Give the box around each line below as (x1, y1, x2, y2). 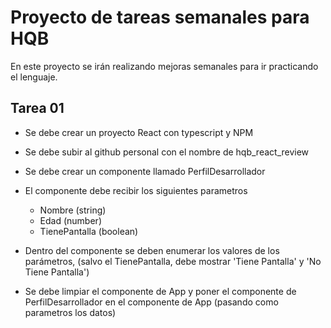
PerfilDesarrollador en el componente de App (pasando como (24, 296, 279, 308)
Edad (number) (39, 214, 102, 226)
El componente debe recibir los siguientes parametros (24, 184, 248, 196)
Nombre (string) (39, 204, 107, 216)
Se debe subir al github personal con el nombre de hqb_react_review (24, 146, 310, 158)
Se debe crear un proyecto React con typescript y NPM (24, 126, 254, 138)
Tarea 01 (10, 100, 65, 117)
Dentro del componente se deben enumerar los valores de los (24, 244, 280, 256)
